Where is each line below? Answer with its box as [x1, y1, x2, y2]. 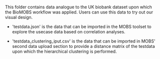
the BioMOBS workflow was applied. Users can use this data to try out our [5, 9, 154, 15]
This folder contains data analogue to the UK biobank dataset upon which [5, 4, 152, 10]
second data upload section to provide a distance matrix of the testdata [12, 44, 155, 49]
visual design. [5, 15, 33, 20]
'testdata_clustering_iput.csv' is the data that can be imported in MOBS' [12, 38, 156, 44]
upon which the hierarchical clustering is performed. [12, 48, 117, 54]
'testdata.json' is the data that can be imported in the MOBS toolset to [12, 24, 152, 29]
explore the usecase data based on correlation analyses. [12, 29, 126, 34]
